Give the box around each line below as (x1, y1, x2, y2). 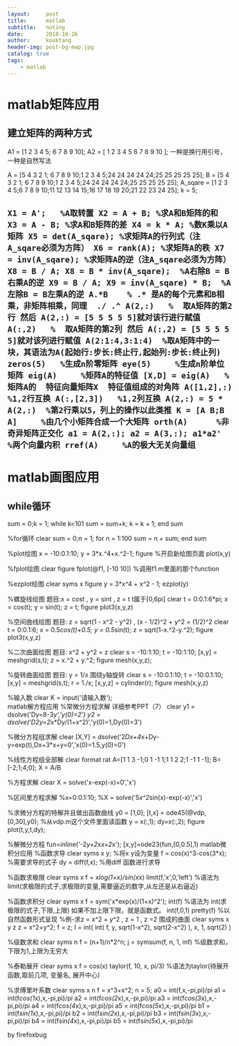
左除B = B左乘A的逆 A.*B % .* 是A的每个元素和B (7, 290, 217, 300)
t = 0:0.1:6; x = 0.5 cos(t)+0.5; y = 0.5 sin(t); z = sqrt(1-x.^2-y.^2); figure (7, 626, 214, 634)
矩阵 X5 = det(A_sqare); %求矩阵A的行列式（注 (7, 231, 201, 242)
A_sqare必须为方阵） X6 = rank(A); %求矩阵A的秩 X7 (7, 243, 225, 253)
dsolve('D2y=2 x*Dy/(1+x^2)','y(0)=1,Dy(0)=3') (7, 718, 143, 726)
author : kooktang (7, 37, 72, 44)
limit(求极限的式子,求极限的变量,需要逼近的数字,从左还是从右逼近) (7, 882, 198, 890)
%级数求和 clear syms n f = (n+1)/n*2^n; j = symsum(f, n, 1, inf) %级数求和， (7, 938, 232, 946)
